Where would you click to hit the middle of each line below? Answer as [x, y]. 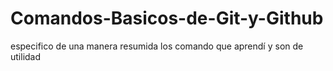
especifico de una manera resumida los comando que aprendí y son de [157, 46]
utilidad [26, 56]
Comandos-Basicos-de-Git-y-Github [167, 18]
